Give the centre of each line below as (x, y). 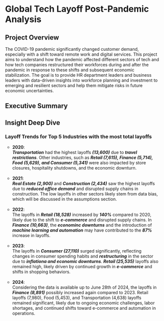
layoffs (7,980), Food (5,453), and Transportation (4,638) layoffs (77, 298)
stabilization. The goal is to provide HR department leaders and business (78, 75)
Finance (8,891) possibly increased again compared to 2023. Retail (80, 293)
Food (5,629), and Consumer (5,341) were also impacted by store (79, 163)
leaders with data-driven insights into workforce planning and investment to (82, 80)
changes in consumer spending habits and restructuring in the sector (82, 256)
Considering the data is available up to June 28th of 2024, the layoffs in (84, 287)
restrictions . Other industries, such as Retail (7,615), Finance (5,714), (82, 158)
